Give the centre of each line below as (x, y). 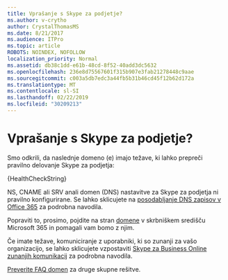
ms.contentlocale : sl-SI (43, 91)
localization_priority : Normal (52, 59)
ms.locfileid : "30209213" (44, 104)
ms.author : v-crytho (37, 20)
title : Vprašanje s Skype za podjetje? (65, 14)
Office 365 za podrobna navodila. (55, 206)
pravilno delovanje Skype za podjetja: (61, 165)
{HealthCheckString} (37, 179)
